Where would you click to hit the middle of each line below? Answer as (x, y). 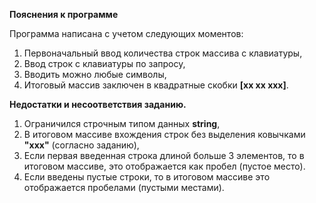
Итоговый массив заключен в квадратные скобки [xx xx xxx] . (156, 85)
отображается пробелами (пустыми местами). (124, 187)
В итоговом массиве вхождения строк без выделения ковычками (164, 134)
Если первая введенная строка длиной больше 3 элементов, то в (164, 155)
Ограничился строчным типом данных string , (122, 123)
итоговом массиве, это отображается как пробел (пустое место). (164, 166)
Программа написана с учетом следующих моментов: (126, 33)
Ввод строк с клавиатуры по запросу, (104, 63)
